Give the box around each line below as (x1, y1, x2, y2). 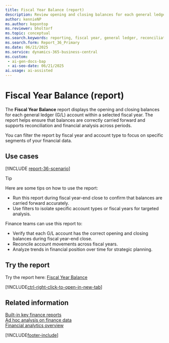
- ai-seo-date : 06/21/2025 (7, 63, 64, 68)
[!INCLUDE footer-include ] (5, 332, 59, 338)
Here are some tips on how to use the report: (5, 185, 98, 191)
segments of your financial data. (5, 137, 72, 143)
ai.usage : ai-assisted (5, 68, 53, 73)
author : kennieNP (5, 17, 42, 22)
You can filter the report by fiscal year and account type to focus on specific (5, 132, 163, 138)
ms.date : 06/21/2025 (5, 45, 49, 50)
